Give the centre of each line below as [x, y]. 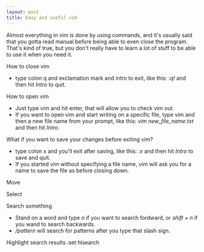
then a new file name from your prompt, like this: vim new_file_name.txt [104, 121]
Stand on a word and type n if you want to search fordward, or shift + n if [106, 217]
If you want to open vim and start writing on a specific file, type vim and [105, 114]
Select [14, 194]
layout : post [23, 12]
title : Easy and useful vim [42, 18]
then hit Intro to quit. [40, 84]
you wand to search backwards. [55, 224]
